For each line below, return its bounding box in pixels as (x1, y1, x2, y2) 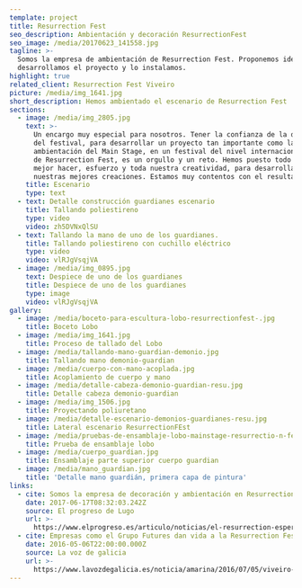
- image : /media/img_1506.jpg (17, 397, 130, 407)
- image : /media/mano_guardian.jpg (17, 465, 151, 474)
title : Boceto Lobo (25, 323, 99, 332)
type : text (25, 189, 67, 198)
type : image (25, 289, 70, 298)
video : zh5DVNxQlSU (25, 222, 99, 231)
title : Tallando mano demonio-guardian (25, 356, 175, 365)
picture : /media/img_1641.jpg (9, 88, 123, 97)
